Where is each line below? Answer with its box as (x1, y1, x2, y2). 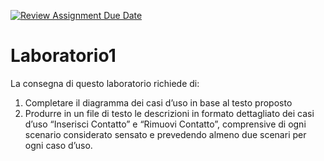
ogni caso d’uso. (24, 139, 93, 151)
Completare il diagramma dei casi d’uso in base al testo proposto (24, 96, 293, 109)
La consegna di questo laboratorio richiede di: (10, 77, 200, 89)
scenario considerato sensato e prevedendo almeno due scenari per (24, 128, 307, 140)
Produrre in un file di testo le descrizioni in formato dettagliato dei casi (24, 107, 315, 119)
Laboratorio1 (10, 45, 117, 67)
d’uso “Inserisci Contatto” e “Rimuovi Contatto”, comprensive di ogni (24, 118, 307, 130)
